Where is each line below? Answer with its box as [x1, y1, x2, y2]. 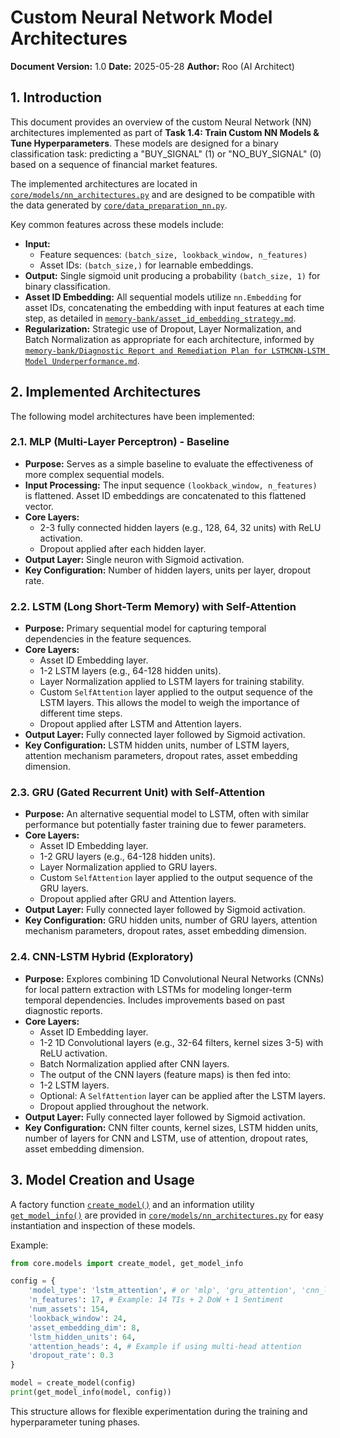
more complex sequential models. [24, 468, 165, 480]
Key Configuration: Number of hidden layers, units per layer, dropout [24, 564, 312, 576]
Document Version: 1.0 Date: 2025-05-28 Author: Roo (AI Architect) [10, 60, 295, 72]
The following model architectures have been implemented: [10, 410, 255, 422]
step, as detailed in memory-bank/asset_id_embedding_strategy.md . [24, 312, 297, 324]
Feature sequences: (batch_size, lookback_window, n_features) [39, 248, 308, 260]
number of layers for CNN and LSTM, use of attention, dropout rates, [24, 1132, 309, 1144]
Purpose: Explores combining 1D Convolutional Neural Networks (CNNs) [24, 972, 325, 985]
